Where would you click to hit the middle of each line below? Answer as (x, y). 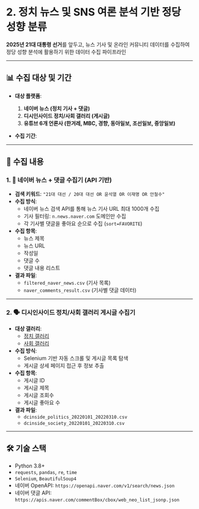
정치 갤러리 (36, 336)
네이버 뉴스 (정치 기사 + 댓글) (57, 108)
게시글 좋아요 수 (42, 402)
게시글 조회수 (39, 395)
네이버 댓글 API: (33, 492)
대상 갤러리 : (28, 328)
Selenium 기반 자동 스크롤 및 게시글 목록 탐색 (76, 358)
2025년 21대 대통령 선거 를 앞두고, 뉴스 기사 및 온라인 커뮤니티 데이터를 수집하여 (98, 44)
